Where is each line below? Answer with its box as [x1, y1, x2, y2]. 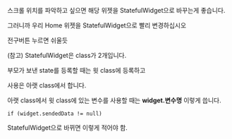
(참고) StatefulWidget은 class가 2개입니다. [7, 52, 127, 59]
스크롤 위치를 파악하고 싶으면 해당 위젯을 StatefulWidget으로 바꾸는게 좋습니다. [7, 6, 226, 14]
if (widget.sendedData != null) [7, 110, 102, 117]
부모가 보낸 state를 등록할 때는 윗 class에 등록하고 [7, 66, 146, 74]
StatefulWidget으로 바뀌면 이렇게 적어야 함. [7, 123, 128, 132]
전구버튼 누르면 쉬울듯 [7, 36, 68, 44]
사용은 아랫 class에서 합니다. [7, 81, 87, 90]
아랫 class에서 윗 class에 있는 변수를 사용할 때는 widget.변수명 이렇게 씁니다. [7, 96, 221, 104]
